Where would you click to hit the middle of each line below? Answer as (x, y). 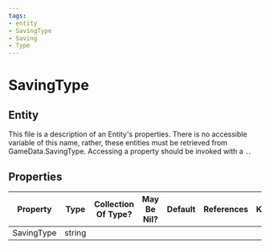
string (75, 232)
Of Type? (114, 214)
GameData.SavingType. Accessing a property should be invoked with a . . (130, 151)
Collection (114, 204)
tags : (17, 16)
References (226, 209)
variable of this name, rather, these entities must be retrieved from (118, 143)
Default (181, 209)
